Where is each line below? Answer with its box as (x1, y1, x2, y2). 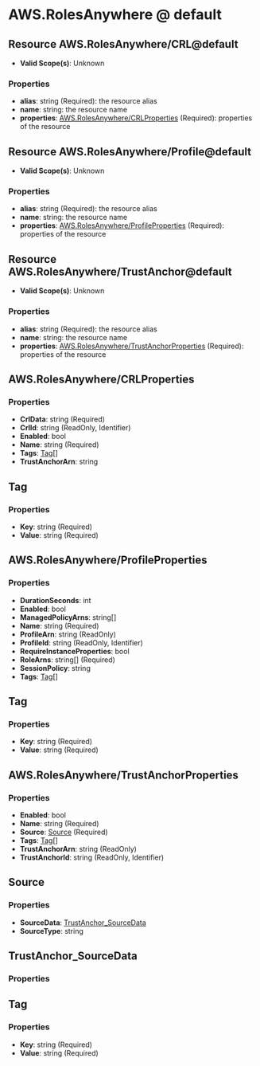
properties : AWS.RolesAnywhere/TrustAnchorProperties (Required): (19, 341, 244, 351)
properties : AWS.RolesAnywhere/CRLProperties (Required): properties (19, 113, 253, 123)
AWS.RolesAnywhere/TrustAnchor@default (8, 265, 232, 278)
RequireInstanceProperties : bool (19, 646, 130, 656)
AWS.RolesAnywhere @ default (8, 6, 223, 24)
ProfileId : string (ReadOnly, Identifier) (19, 637, 143, 647)
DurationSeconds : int (19, 595, 91, 605)
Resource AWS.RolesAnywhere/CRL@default (8, 37, 239, 51)
